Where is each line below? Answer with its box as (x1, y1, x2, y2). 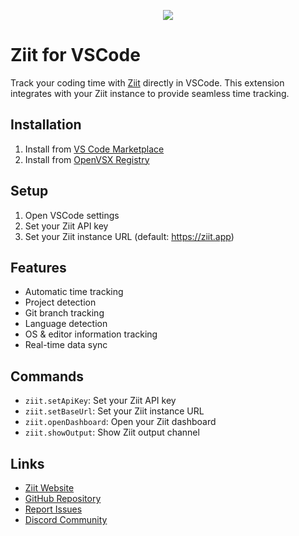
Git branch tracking (24, 307, 105, 319)
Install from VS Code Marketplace (24, 143, 165, 155)
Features (10, 259, 67, 276)
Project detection (24, 296, 97, 309)
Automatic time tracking (24, 286, 124, 298)
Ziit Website (24, 482, 75, 494)
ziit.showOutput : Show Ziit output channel (24, 426, 200, 439)
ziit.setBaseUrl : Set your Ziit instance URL (24, 405, 205, 417)
